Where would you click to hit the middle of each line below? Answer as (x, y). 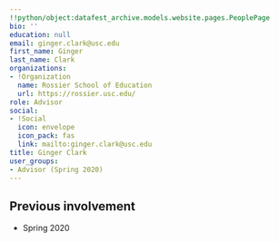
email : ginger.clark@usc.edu (65, 43)
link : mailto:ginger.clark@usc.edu (85, 144)
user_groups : (34, 161)
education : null (40, 34)
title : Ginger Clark (49, 152)
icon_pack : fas (46, 136)
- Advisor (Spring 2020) (56, 169)
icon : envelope (46, 128)
